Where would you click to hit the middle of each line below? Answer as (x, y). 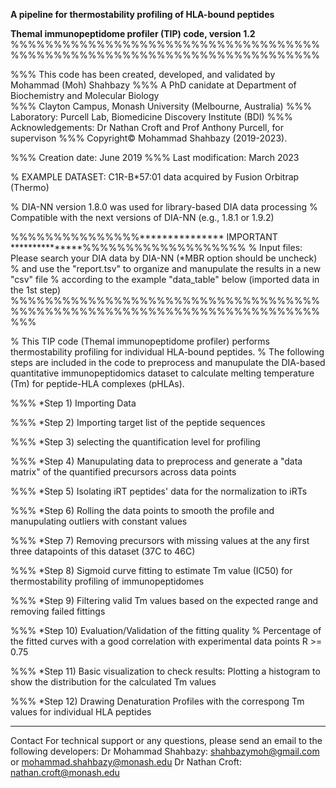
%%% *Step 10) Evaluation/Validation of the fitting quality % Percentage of (166, 630)
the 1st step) (36, 290)
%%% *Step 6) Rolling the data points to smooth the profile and (142, 510)
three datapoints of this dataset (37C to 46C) (103, 551)
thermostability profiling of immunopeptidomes (107, 581)
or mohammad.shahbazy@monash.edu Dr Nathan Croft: (126, 762)
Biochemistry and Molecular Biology (85, 95)
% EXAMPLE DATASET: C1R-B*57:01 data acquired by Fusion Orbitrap (155, 177)
